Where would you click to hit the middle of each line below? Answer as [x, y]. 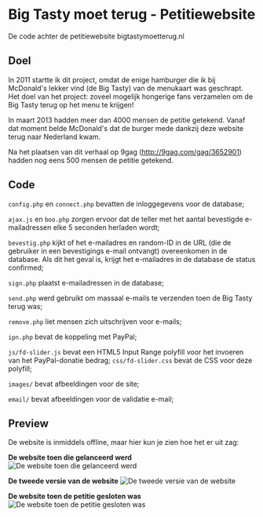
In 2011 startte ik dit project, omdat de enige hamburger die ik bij [112, 79]
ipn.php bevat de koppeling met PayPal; [73, 337]
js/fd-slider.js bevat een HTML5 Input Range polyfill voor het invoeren [126, 351]
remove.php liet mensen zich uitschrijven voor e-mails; [95, 321]
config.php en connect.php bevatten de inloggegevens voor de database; [126, 204]
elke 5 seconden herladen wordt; [106, 227]
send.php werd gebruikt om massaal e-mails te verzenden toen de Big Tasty [130, 298]
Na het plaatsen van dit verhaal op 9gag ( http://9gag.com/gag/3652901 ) [125, 151]
